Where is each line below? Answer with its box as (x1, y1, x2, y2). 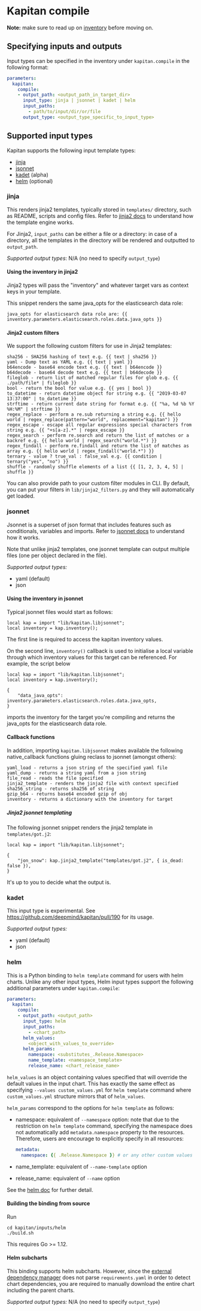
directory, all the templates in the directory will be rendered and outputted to (7, 237, 195, 244)
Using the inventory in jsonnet (7, 595, 83, 602)
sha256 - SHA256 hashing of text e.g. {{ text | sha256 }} (7, 354, 157, 360)
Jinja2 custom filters (7, 329, 59, 336)
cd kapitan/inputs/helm (7, 1225, 66, 1231)
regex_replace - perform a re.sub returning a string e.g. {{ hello (7, 411, 181, 417)
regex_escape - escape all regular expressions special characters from (7, 422, 192, 428)
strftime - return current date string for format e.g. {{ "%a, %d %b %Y (7, 401, 195, 407)
